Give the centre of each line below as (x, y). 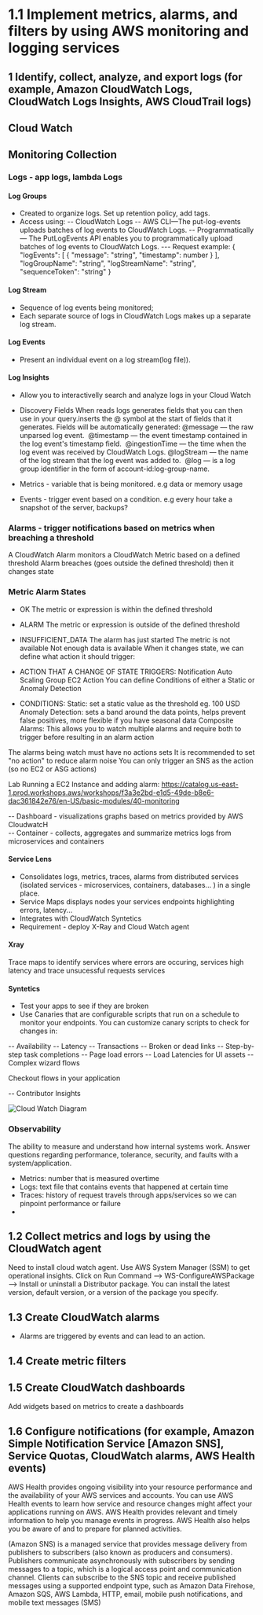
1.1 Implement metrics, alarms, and (123, 15)
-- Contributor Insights (44, 1094)
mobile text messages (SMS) (55, 1602)
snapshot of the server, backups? (73, 508)
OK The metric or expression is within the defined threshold (116, 609)
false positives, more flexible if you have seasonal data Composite (126, 720)
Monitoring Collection (63, 155)
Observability (35, 1129)
